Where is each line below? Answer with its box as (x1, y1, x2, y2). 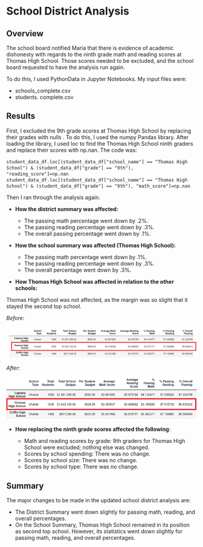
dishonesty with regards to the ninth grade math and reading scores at (6, 51, 182, 58)
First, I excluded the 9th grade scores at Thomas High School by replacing (6, 127, 192, 134)
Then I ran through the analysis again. (6, 194, 101, 201)
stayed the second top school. (6, 303, 82, 310)
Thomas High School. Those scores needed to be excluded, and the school (6, 57, 194, 64)
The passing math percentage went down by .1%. (24, 253, 147, 261)
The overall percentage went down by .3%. (24, 266, 132, 273)
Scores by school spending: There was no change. (24, 450, 151, 457)
